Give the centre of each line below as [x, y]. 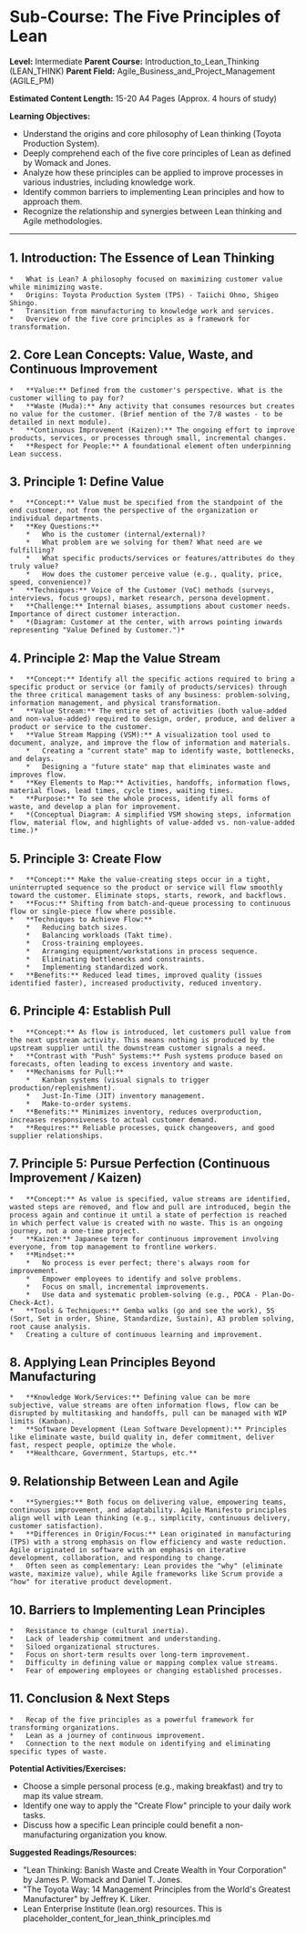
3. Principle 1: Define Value [87, 482]
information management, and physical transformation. [116, 704]
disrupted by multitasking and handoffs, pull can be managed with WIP [148, 1414]
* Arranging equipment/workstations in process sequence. [142, 951]
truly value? [34, 567]
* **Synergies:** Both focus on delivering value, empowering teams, [148, 1502]
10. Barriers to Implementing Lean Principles [138, 1610]
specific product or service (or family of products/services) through [148, 687]
